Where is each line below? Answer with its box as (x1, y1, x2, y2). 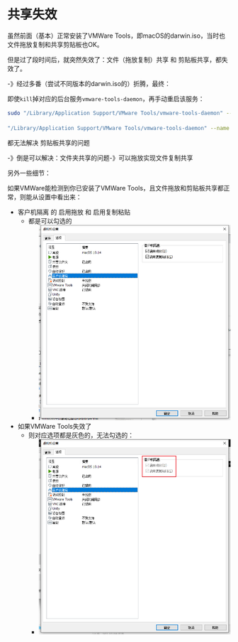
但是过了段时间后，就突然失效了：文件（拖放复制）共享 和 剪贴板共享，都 (7, 55, 222, 64)
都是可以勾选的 (28, 216, 72, 225)
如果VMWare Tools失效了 (17, 422, 92, 430)
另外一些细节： (7, 168, 51, 177)
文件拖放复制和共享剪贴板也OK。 (7, 40, 104, 48)
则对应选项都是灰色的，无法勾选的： (28, 431, 135, 439)
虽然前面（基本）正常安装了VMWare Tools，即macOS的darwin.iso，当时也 (7, 31, 225, 40)
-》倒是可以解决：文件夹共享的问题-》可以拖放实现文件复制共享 (7, 154, 193, 162)
